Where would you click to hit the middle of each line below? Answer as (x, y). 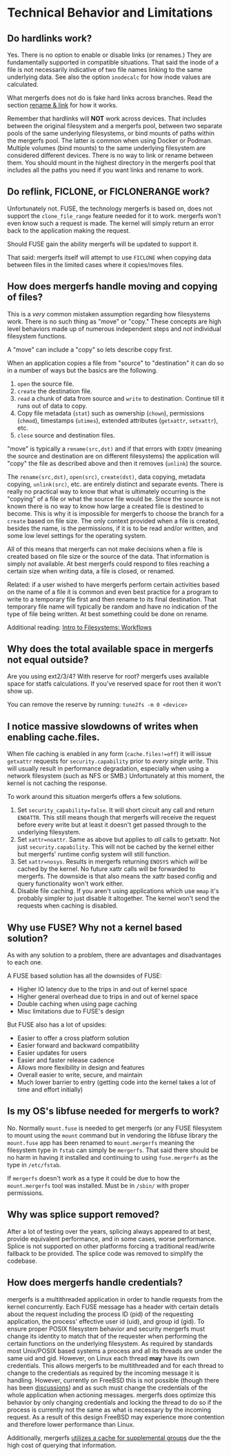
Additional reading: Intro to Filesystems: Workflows (80, 627)
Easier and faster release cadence (66, 1060)
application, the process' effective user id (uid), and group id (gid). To (106, 1321)
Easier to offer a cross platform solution (73, 1038)
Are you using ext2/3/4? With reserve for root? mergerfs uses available (108, 676)
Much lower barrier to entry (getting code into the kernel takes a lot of (116, 1082)
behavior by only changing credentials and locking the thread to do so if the (115, 1402)
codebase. (22, 1261)
